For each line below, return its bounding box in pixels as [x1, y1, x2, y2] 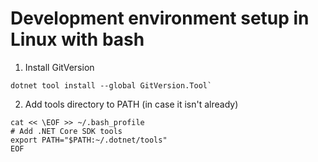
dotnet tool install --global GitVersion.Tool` [10, 80, 213, 91]
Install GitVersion [24, 61, 95, 73]
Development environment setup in [10, 7, 310, 30]
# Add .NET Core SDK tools [10, 126, 123, 136]
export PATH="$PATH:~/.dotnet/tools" [10, 135, 168, 145]
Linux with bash [10, 28, 145, 51]
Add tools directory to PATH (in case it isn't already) [24, 98, 239, 110]
